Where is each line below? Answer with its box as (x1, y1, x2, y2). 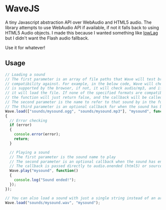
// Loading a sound (5, 72, 45, 77)
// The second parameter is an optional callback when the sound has (9, 159, 156, 164)
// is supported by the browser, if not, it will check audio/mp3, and (5, 86, 156, 91)
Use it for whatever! (5, 44, 45, 50)
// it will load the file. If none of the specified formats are (5, 90, 142, 95)
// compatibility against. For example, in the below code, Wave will (5, 81, 154, 86)
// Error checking (9, 118, 48, 123)
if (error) (9, 123, 32, 127)
